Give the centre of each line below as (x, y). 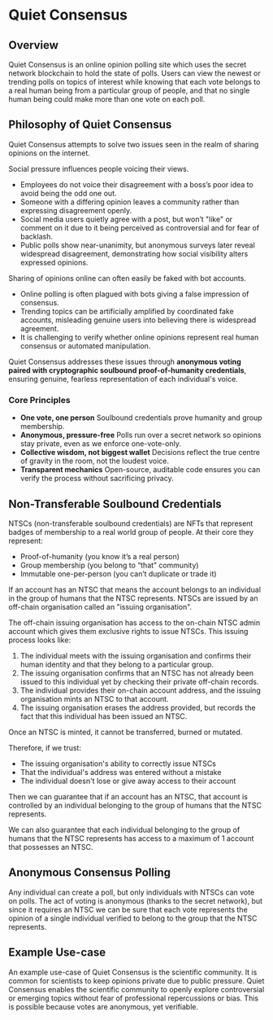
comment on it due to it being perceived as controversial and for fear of (140, 228)
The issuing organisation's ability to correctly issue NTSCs (118, 764)
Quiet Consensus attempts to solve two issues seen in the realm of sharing (134, 144)
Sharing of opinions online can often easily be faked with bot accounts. (127, 278)
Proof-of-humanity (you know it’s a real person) (100, 556)
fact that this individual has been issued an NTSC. (104, 716)
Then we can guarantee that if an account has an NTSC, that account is (128, 796)
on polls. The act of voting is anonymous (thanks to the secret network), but (135, 900)
